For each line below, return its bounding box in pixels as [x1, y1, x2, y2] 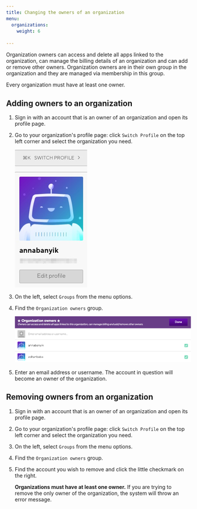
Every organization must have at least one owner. [6, 81, 125, 88]
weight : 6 [16, 28, 41, 34]
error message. [14, 495, 52, 503]
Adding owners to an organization [6, 98, 133, 108]
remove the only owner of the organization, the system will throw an [14, 490, 179, 497]
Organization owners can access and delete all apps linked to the [6, 51, 164, 58]
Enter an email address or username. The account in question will [14, 369, 173, 376]
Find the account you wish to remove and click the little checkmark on [14, 466, 184, 473]
